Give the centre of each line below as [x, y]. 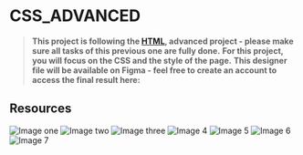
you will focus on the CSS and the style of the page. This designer [159, 60]
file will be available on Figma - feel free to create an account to [154, 70]
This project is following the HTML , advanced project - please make [162, 41]
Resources [41, 109]
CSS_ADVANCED [75, 16]
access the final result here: [86, 79]
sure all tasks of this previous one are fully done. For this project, [157, 50]
